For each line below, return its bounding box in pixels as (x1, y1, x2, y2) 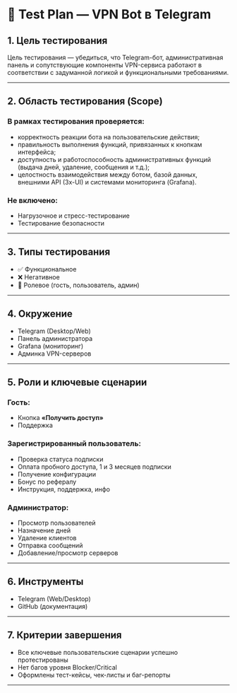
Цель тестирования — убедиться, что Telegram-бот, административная (7, 53, 224, 62)
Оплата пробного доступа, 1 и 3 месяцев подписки (17, 462, 171, 471)
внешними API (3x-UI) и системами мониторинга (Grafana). (17, 177, 197, 186)
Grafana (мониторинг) (17, 342, 84, 350)
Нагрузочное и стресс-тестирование (17, 211, 130, 220)
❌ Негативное (17, 272, 60, 281)
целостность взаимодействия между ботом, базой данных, (17, 170, 197, 179)
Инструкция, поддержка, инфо (17, 484, 111, 494)
